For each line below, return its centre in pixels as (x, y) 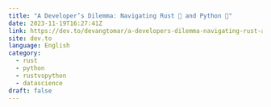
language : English (39, 46)
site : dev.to (30, 38)
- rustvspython (41, 76)
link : (17, 31)
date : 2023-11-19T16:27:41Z (56, 23)
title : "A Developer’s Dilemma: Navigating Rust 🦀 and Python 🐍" (120, 16)
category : (25, 53)
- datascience (39, 83)
